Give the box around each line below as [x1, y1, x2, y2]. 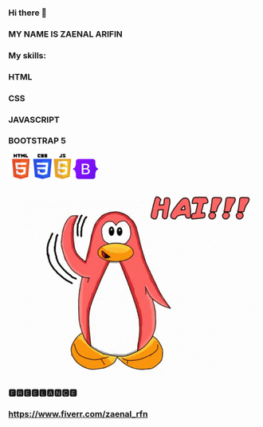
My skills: [8, 49, 46, 61]
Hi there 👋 [8, 7, 48, 18]
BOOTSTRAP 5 [8, 135, 66, 147]
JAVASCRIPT [8, 114, 60, 125]
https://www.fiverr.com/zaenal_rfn [8, 408, 148, 419]
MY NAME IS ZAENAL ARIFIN [8, 28, 124, 39]
